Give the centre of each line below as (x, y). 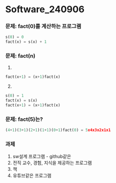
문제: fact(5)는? (24, 119)
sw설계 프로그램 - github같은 (42, 156)
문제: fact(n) (20, 56)
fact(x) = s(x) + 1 (26, 42)
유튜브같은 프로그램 (32, 175)
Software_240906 (45, 9)
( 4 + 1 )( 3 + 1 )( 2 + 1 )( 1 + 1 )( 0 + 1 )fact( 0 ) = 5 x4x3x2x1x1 (58, 130)
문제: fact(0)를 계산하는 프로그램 (43, 27)
